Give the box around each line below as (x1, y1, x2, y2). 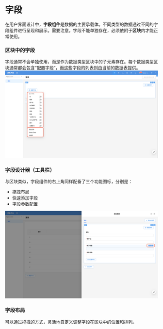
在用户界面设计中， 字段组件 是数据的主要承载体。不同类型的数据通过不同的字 (5, 21, 158, 27)
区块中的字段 (5, 47, 35, 53)
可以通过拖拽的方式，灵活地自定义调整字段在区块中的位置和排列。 (5, 319, 137, 325)
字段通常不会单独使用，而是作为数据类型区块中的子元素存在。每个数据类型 (5, 59, 154, 65)
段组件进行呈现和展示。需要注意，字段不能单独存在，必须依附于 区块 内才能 (5, 27, 154, 33)
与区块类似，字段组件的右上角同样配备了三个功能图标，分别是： (5, 178, 132, 184)
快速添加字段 (12, 195, 38, 200)
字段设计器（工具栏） (5, 166, 55, 173)
